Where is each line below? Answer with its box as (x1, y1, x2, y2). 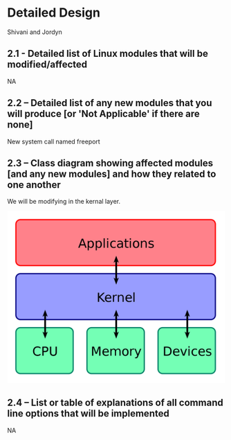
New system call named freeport (7, 137, 100, 146)
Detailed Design (7, 5, 100, 21)
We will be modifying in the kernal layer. (7, 197, 121, 206)
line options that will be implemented (7, 407, 169, 420)
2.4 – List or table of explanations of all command (7, 397, 223, 409)
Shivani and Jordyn (7, 28, 62, 36)
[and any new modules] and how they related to (7, 168, 216, 179)
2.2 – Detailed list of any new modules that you (7, 97, 212, 109)
